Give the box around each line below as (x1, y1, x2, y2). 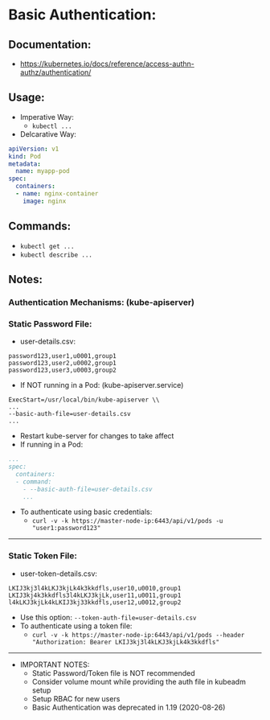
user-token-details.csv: (19, 569, 98, 578)
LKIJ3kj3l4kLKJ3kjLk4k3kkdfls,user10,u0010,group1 (8, 584, 182, 592)
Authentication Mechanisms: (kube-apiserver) (8, 296, 195, 307)
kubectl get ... (19, 242, 75, 250)
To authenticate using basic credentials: (19, 507, 153, 516)
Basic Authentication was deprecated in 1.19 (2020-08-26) (31, 702, 226, 712)
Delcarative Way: (19, 129, 76, 138)
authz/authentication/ (19, 68, 92, 77)
